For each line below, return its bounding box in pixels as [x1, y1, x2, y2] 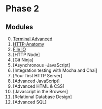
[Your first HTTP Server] [12, 73, 63, 78]
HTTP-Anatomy [12, 41, 45, 47]
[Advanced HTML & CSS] [12, 83, 65, 89]
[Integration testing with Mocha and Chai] [12, 67, 98, 73]
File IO [12, 47, 26, 52]
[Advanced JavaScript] [12, 78, 60, 84]
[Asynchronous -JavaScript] [12, 62, 70, 68]
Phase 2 [5, 3, 39, 14]
